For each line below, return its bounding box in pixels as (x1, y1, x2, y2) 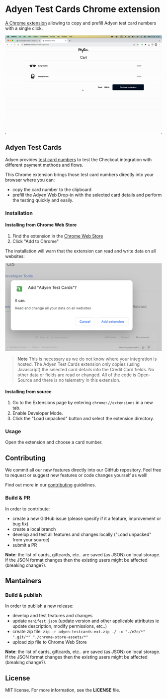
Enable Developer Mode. (12, 410, 63, 416)
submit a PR (12, 542, 37, 548)
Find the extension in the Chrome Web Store (12, 233, 103, 239)
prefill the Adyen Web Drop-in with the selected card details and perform (12, 192, 162, 198)
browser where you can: (5, 177, 55, 183)
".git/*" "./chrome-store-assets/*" (12, 635, 88, 640)
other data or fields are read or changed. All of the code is (17, 372, 137, 378)
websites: (5, 253, 25, 259)
